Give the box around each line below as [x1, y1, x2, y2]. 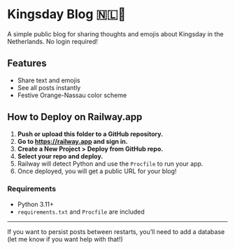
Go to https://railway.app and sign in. [17, 137, 128, 145]
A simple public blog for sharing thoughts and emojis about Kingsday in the [7, 29, 224, 38]
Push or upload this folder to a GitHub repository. [17, 129, 163, 138]
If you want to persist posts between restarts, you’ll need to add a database [7, 227, 225, 236]
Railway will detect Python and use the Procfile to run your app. [17, 159, 204, 168]
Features [7, 57, 47, 69]
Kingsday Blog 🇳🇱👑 [7, 6, 127, 22]
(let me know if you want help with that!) [7, 235, 124, 243]
